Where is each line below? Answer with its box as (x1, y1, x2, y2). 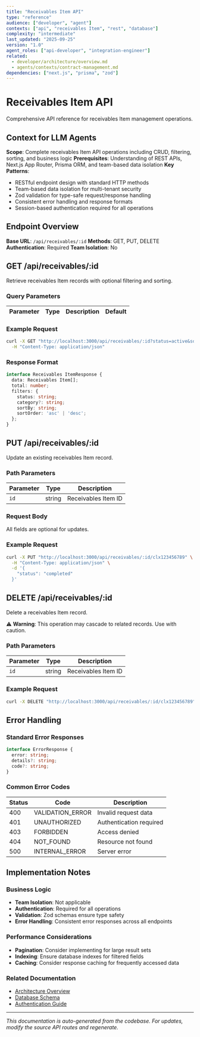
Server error (97, 847, 132, 856)
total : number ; (11, 383, 49, 389)
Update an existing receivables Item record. (6, 454, 113, 461)
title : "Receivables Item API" (6, 8, 84, 15)
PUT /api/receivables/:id (6, 438, 99, 448)
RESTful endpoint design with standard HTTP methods (14, 179, 149, 186)
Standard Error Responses (6, 733, 85, 741)
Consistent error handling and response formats (14, 198, 133, 205)
